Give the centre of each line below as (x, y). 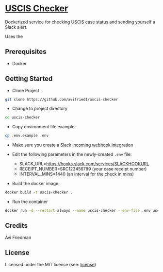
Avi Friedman (18, 237)
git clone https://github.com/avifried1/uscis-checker (62, 99)
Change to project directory (40, 109)
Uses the (14, 36)
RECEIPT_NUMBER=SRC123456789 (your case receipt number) (83, 169)
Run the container (30, 202)
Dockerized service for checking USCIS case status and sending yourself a (80, 22)
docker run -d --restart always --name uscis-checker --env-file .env (78, 211)
